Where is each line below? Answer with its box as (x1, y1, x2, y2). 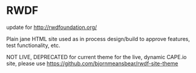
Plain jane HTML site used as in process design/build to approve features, (6, 35, 191, 42)
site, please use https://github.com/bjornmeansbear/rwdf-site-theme (6, 60, 178, 67)
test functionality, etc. (6, 42, 60, 49)
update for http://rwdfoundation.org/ (6, 24, 97, 31)
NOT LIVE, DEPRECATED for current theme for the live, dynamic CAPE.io (6, 53, 187, 60)
